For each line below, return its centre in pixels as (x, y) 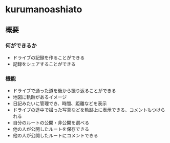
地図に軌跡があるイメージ (40, 97)
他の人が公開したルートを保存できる (51, 129)
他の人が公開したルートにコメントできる (55, 136)
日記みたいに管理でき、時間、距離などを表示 (60, 104)
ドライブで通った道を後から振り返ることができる (64, 91)
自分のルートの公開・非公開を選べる (51, 123)
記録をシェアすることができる (44, 64)
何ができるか (21, 46)
